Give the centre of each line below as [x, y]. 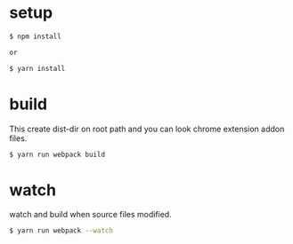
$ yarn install [37, 68]
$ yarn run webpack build [57, 154]
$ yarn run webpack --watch [61, 231]
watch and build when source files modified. [90, 215]
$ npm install [36, 36]
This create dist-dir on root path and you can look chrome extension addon [147, 129]
